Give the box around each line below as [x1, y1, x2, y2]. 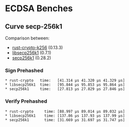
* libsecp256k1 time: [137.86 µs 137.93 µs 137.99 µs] [5, 113, 125, 118]
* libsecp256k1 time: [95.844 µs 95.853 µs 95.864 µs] [5, 82, 125, 88]
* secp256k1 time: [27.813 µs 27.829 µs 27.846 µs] [5, 87, 125, 91]
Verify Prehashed [5, 98, 48, 105]
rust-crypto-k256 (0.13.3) [12, 45, 63, 50]
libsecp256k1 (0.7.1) [12, 50, 52, 55]
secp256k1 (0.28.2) [12, 55, 51, 61]
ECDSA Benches [5, 3, 73, 14]
